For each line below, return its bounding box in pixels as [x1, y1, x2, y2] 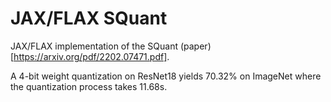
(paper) [179, 40, 212, 52]
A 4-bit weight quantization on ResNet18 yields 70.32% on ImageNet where [10, 70, 322, 82]
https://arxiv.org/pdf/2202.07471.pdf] [13, 50, 168, 62]
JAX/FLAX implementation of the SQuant [10, 40, 179, 52]
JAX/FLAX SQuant [10, 7, 168, 30]
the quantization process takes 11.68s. [10, 80, 168, 92]
